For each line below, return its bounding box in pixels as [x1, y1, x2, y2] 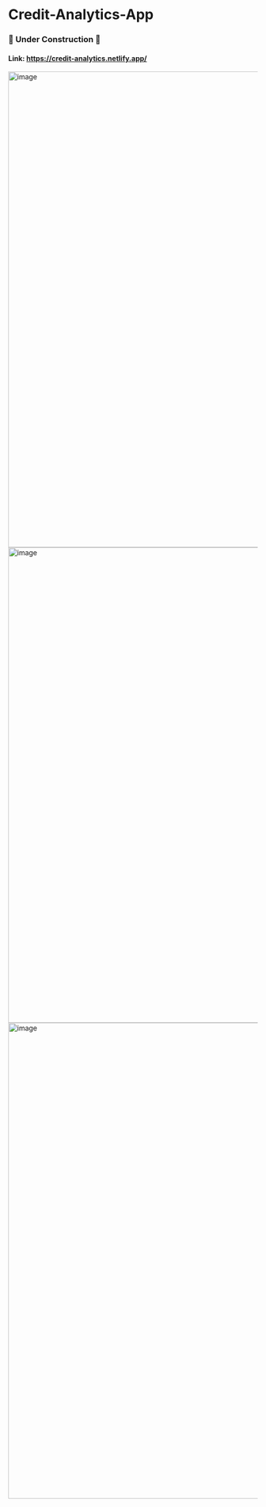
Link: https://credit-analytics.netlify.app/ [8, 53, 147, 63]
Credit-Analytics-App [8, 6, 154, 24]
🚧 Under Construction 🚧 [8, 34, 101, 45]
